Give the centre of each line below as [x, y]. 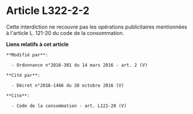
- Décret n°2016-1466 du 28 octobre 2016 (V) [68, 85]
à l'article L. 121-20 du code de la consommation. [65, 33]
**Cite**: [18, 95]
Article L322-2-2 [48, 11]
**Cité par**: [23, 75]
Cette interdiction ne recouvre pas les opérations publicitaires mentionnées [96, 27]
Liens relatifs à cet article [37, 44]
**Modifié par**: [27, 55]
